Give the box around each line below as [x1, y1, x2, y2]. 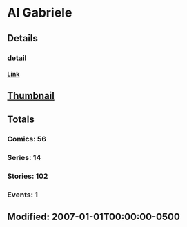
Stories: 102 [7, 171, 48, 181]
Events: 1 [7, 190, 38, 199]
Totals [7, 113, 35, 125]
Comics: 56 [7, 134, 47, 144]
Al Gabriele [7, 5, 72, 21]
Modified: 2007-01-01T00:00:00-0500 [7, 210, 181, 222]
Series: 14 [7, 152, 41, 162]
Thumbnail [7, 90, 55, 101]
